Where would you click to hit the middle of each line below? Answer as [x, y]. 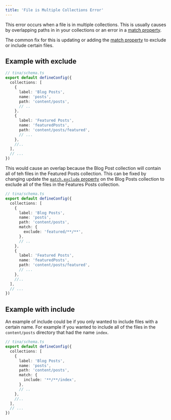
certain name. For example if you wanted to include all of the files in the [80, 327]
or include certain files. [29, 45]
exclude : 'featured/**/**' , [53, 232]
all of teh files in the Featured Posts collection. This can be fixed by [76, 174]
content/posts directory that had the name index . [57, 333]
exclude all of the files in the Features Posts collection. [63, 185]
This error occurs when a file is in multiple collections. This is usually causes [86, 24]
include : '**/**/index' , [50, 380]
